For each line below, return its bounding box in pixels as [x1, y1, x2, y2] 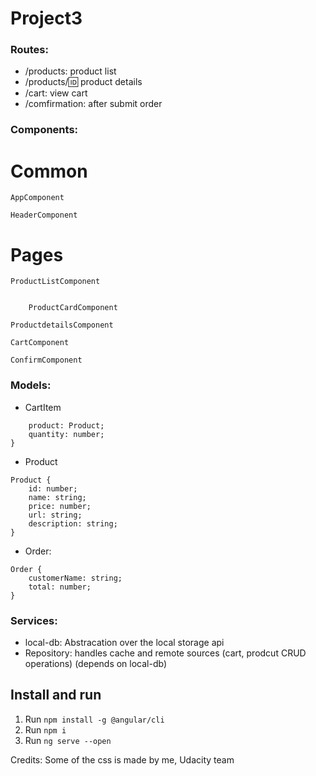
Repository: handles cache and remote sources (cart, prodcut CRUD [24, 647, 307, 659]
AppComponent [10, 193, 65, 203]
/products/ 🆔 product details [24, 76, 143, 88]
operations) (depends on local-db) [24, 657, 168, 669]
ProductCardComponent [28, 303, 118, 313]
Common [10, 160, 88, 182]
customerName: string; [28, 573, 123, 583]
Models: [10, 378, 52, 392]
